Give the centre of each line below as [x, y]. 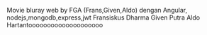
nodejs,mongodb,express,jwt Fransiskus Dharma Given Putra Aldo [103, 17]
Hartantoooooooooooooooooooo [55, 25]
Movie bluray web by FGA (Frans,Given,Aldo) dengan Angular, [97, 10]
